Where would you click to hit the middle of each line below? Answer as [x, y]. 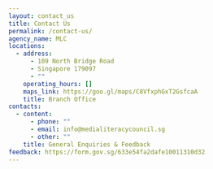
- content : [34, 115]
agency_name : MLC [38, 39]
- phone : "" [50, 122]
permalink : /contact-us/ [50, 31]
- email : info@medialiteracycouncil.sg [97, 129]
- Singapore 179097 [63, 69]
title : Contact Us [39, 24]
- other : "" [50, 136]
